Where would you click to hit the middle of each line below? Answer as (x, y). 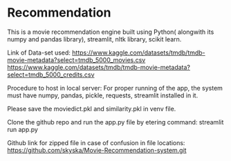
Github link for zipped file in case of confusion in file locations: (96, 142)
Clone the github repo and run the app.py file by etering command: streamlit (115, 122)
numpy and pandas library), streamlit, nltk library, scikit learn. (94, 39)
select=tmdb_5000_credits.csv (51, 75)
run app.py (22, 129)
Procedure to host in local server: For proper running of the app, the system (115, 88)
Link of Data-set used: (39, 53)
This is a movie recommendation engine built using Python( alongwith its (111, 32)
